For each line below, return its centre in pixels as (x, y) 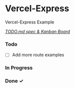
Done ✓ (14, 81)
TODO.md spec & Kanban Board (37, 31)
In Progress (19, 68)
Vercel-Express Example (30, 22)
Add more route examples (38, 55)
